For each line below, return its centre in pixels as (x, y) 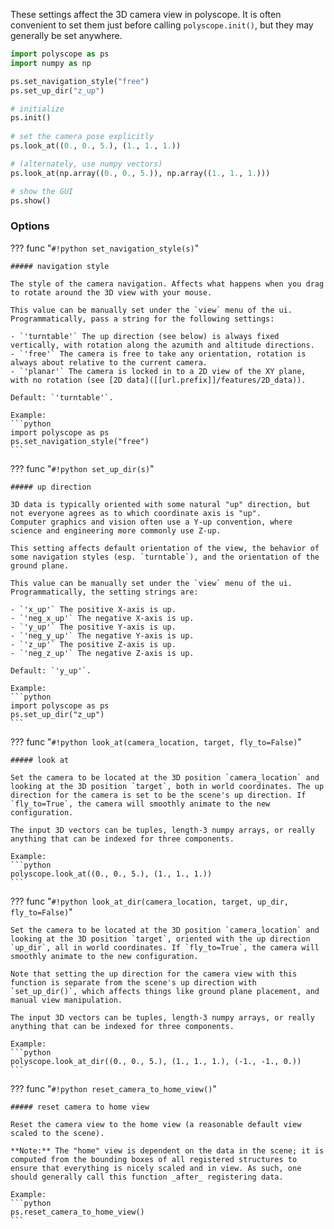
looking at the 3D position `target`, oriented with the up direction (160, 939)
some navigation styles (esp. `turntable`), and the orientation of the (165, 557)
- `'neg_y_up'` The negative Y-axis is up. (102, 635)
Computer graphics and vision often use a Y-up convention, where (151, 522)
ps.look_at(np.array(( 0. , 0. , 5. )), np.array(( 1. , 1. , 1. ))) (140, 173)
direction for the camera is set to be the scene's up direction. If (158, 795)
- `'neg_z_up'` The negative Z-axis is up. (102, 653)
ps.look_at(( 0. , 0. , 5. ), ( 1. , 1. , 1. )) (96, 146)
